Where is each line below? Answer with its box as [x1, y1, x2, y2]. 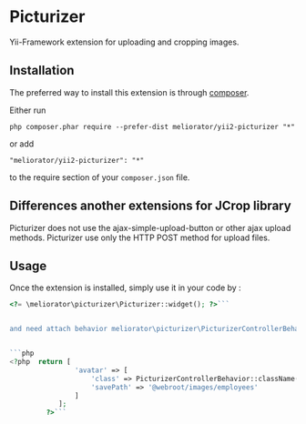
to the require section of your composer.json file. [9, 171, 190, 183]
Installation [9, 63, 75, 78]
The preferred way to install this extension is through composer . [9, 86, 250, 97]
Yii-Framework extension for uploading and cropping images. [9, 36, 240, 47]
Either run [9, 105, 46, 116]
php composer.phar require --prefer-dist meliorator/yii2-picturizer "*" [9, 122, 296, 131]
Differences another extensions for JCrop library [9, 198, 291, 214]
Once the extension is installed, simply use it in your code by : [9, 282, 241, 293]
